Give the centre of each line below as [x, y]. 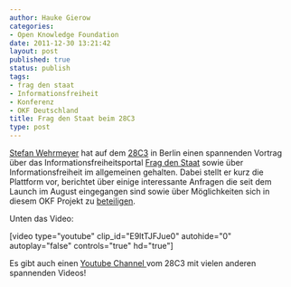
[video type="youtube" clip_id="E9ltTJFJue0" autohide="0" [121, 236]
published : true [40, 60]
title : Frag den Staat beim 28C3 [72, 119]
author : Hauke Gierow [50, 18]
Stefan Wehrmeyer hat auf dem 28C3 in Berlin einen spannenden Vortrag [146, 153]
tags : [19, 77]
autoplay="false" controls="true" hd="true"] [91, 246]
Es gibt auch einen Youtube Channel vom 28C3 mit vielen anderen [133, 263]
